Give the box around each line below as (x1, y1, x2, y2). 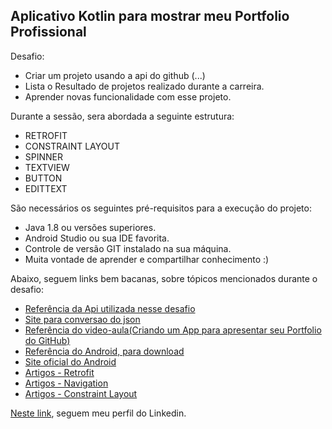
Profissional (10, 24, 87, 41)
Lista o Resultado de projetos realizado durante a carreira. (24, 80, 265, 92)
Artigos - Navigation (24, 377, 109, 389)
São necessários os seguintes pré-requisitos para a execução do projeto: (10, 202, 312, 214)
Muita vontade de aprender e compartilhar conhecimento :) (24, 253, 270, 265)
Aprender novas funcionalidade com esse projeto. (24, 90, 232, 103)
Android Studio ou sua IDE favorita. (24, 232, 170, 244)
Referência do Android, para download (24, 345, 185, 357)
